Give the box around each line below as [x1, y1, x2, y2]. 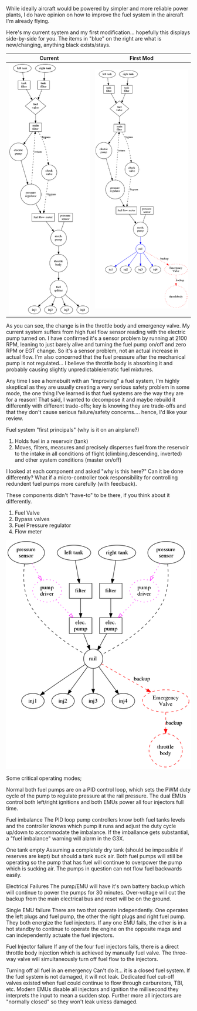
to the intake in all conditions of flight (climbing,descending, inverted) [14, 450, 182, 458]
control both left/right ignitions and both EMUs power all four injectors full [6, 799, 184, 806]
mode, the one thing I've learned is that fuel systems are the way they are [6, 390, 184, 397]
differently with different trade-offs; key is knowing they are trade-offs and [6, 402, 186, 409]
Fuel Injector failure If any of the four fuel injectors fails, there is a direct [6, 943, 179, 950]
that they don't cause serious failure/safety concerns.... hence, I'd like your [6, 409, 188, 416]
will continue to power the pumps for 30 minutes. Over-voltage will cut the [6, 889, 186, 896]
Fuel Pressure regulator [14, 522, 72, 529]
